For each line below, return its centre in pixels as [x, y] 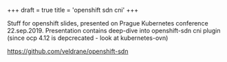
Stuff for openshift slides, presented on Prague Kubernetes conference [108, 23]
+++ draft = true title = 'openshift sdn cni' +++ [73, 10]
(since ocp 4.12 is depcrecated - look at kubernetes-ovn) [88, 38]
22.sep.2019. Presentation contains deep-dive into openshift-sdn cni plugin [114, 31]
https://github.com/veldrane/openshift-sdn [68, 51]
